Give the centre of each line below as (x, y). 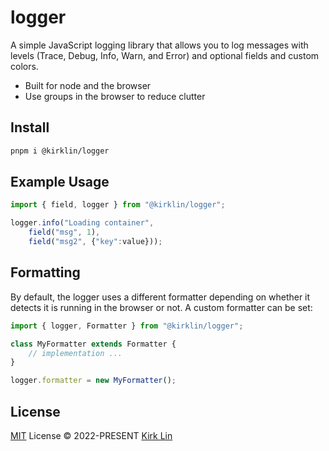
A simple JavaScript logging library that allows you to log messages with (159, 45)
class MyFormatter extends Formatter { (93, 344)
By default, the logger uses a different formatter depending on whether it (160, 297)
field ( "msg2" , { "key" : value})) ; (95, 242)
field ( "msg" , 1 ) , (64, 232)
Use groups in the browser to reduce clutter (115, 96)
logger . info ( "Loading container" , (82, 223)
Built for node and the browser (88, 85)
